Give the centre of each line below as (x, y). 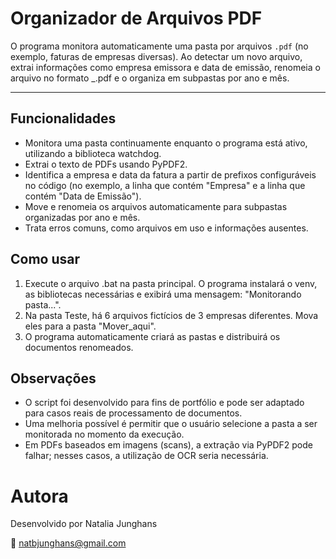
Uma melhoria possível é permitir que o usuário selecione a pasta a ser (171, 424)
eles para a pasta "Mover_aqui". (90, 326)
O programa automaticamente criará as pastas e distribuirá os (152, 336)
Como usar (45, 259)
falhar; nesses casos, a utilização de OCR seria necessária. (146, 456)
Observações (53, 378)
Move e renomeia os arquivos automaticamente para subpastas (156, 206)
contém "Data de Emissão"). (83, 196)
